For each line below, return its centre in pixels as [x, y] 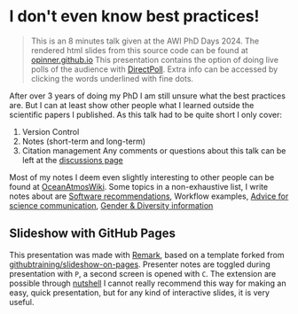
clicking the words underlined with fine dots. [112, 78]
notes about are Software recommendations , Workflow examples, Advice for [149, 196]
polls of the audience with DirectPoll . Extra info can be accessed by [154, 69]
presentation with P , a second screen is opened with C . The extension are [143, 273]
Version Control [51, 131]
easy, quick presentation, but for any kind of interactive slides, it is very [140, 292]
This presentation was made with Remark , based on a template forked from [147, 255]
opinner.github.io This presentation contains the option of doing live [155, 59]
